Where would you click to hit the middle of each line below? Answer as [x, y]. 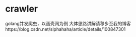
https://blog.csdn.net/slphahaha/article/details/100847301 [65, 29]
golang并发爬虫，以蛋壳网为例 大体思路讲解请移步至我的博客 [68, 23]
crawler [22, 9]
